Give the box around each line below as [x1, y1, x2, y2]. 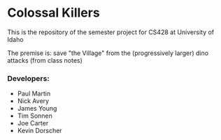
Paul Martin [17, 89, 51, 98]
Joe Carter [17, 119, 49, 127]
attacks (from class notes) [7, 56, 83, 64]
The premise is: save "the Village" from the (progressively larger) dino [7, 49, 208, 57]
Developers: [7, 73, 50, 83]
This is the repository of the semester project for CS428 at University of [7, 28, 215, 36]
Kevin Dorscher [17, 127, 62, 135]
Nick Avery [17, 97, 50, 105]
